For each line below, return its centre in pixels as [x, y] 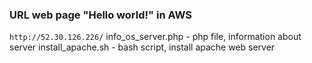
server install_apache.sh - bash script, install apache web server [142, 47]
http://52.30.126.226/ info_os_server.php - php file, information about [155, 37]
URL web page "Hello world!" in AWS [101, 15]
